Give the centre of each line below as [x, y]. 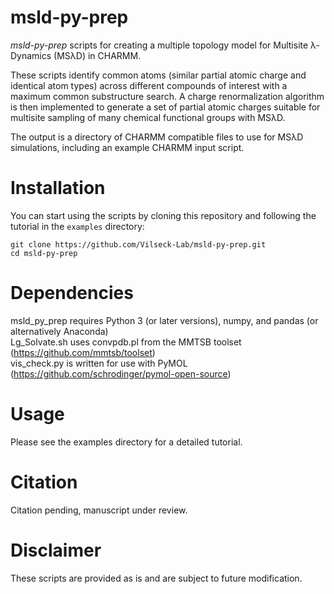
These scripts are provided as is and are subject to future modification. [156, 578]
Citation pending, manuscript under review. [99, 510]
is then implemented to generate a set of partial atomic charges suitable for [165, 107]
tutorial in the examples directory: [77, 226]
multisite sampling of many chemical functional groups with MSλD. [148, 117]
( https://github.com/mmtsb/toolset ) [83, 352]
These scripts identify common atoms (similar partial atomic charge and [158, 75]
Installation [58, 188]
